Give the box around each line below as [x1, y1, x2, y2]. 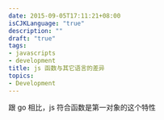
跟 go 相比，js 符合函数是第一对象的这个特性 [8, 102, 156, 112]
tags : [8, 42, 27, 50]
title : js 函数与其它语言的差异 [8, 64, 105, 72]
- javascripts [8, 49, 57, 57]
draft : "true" [8, 34, 57, 43]
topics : [8, 72, 35, 80]
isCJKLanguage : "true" [8, 19, 85, 27]
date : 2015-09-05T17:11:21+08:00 [8, 11, 121, 20]
